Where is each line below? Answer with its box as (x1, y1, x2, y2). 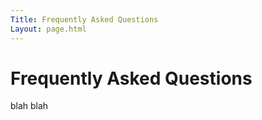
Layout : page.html (10, 24, 87, 34)
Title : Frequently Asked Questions (10, 14, 159, 25)
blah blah (10, 100, 49, 112)
